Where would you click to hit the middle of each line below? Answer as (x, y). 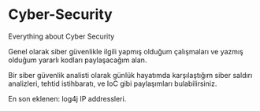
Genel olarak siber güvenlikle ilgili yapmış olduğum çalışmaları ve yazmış (126, 51)
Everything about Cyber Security (61, 36)
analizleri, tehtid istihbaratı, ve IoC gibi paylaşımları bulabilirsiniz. (113, 83)
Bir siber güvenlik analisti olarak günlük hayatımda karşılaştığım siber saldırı (130, 75)
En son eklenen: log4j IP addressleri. (67, 98)
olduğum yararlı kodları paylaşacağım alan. (78, 60)
